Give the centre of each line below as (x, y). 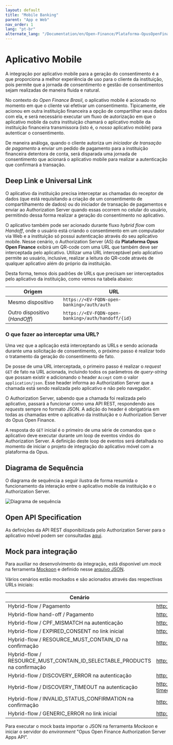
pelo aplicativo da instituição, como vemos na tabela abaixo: (69, 279)
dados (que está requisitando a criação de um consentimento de (74, 199)
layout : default (23, 10)
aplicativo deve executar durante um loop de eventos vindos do (73, 436)
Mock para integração (41, 552)
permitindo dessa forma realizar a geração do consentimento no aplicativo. (85, 215)
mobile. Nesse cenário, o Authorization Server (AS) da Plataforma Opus (82, 241)
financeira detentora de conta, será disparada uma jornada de (71, 154)
